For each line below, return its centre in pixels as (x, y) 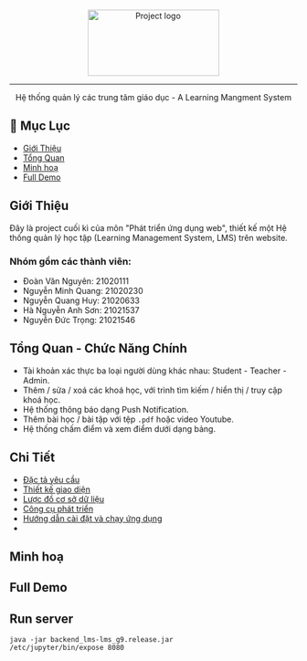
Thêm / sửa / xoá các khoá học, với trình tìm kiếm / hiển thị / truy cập (153, 390)
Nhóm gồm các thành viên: (71, 261)
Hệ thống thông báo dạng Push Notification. (106, 409)
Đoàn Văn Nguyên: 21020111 (76, 281)
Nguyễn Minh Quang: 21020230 (83, 290)
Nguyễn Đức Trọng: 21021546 (79, 320)
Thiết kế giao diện (57, 489)
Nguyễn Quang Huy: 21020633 (81, 300)
